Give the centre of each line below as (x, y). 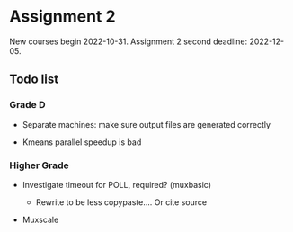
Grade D (27, 105)
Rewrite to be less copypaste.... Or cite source (121, 202)
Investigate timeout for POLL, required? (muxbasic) (117, 184)
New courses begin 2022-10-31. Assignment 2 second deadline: (129, 41)
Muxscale (40, 219)
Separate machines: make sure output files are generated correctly (146, 124)
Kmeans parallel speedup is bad (82, 142)
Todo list (34, 80)
